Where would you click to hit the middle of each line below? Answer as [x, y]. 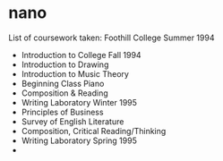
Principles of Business [62, 112]
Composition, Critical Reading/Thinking [94, 131]
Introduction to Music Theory [75, 73]
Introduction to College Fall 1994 [81, 55]
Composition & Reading [64, 93]
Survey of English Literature [73, 121]
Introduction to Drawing [65, 64]
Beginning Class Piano [63, 83]
